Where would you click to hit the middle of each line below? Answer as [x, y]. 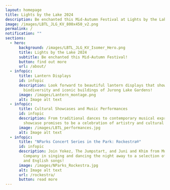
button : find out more [42, 62]
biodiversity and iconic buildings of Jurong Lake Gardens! [88, 90]
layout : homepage [24, 10]
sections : [16, 39]
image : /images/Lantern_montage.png [57, 95]
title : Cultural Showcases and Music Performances [73, 109]
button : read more [38, 180]
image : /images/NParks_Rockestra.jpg [58, 165]
